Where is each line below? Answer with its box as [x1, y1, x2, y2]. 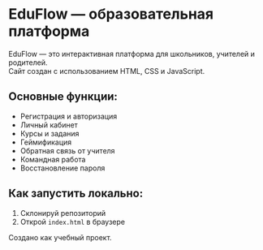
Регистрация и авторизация [19, 111, 118, 121]
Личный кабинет [19, 119, 79, 130]
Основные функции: [8, 90, 118, 104]
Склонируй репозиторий [19, 208, 106, 218]
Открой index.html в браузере [19, 217, 126, 226]
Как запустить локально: [8, 187, 144, 200]
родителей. [8, 58, 48, 67]
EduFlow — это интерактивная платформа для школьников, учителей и [8, 49, 256, 58]
